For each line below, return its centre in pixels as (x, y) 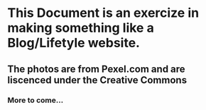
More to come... (36, 100)
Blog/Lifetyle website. (74, 43)
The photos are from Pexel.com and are (97, 69)
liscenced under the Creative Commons (97, 80)
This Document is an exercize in (103, 13)
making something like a (81, 28)
